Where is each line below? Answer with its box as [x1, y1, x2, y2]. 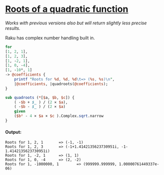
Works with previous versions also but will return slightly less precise [5, 20, 147, 26]
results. [5, 25, 21, 31]
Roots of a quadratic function [5, 3, 129, 15]
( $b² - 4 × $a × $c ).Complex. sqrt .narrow [14, 113, 104, 119]
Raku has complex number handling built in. [5, 35, 95, 41]
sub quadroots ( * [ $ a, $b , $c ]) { [5, 95, 75, 100]
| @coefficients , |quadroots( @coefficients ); [14, 81, 108, 87]
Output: [5, 129, 21, 135]
